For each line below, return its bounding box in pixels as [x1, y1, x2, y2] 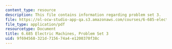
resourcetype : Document [5, 27, 56, 32]
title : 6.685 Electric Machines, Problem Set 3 [5, 31, 109, 36]
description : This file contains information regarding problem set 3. [5, 12, 161, 17]
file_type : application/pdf [5, 21, 66, 27]
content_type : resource [5, 7, 56, 13]
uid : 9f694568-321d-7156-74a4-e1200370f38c [5, 36, 100, 41]
